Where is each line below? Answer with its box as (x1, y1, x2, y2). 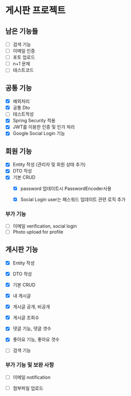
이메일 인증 (12, 48, 35, 54)
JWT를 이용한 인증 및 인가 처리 (12, 124, 75, 130)
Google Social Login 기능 (12, 130, 65, 137)
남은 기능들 (5, 27, 39, 35)
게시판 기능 (5, 245, 39, 254)
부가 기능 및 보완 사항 (5, 362, 54, 369)
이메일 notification (12, 374, 51, 380)
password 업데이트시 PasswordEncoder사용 (20, 185, 112, 192)
